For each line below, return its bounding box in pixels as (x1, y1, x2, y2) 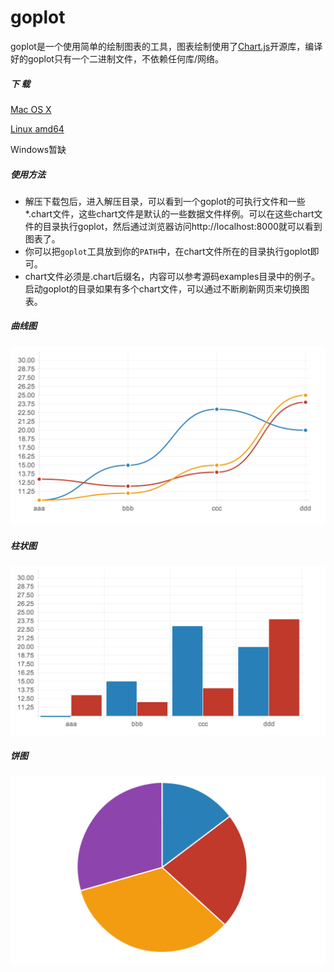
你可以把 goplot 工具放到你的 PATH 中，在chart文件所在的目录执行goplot (24, 245, 311, 257)
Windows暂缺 (10, 143, 67, 155)
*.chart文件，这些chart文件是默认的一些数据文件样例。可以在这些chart (24, 207, 315, 220)
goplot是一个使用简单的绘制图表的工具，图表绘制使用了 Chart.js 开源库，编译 (10, 40, 323, 52)
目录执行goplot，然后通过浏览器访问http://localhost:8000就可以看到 (42, 220, 323, 232)
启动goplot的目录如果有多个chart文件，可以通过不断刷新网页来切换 (24, 282, 301, 295)
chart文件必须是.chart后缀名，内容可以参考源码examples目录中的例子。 (24, 270, 321, 282)
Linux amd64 (10, 122, 65, 135)
